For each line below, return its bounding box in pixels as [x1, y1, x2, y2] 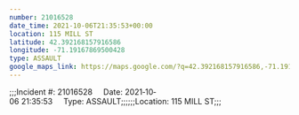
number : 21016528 [9, 12, 74, 22]
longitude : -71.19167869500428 [9, 46, 125, 55]
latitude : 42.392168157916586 [9, 37, 122, 47]
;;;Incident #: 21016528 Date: [9, 86, 123, 97]
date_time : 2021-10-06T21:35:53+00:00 [9, 21, 153, 30]
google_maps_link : [9, 63, 77, 72]
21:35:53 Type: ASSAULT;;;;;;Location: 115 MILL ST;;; [20, 96, 222, 106]
